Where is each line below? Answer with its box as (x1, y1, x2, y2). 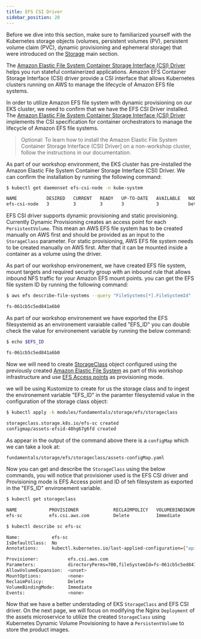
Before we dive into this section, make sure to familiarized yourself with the (6, 31, 191, 38)
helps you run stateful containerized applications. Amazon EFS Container (6, 68, 187, 75)
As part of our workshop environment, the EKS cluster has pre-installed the (6, 160, 191, 168)
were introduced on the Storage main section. (6, 50, 119, 57)
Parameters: (6, 562, 36, 568)
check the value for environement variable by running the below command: (6, 327, 191, 334)
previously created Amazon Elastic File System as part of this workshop (6, 367, 183, 374)
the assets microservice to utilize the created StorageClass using (6, 613, 166, 620)
